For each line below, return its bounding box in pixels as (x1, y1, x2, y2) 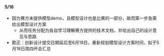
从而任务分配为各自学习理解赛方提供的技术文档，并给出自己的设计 (19, 27, 153, 34)
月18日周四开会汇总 (11, 46, 51, 52)
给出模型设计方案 (11, 21, 47, 27)
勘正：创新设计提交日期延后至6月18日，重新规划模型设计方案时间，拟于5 (11, 39, 160, 46)
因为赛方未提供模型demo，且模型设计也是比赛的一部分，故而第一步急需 (11, 15, 157, 21)
